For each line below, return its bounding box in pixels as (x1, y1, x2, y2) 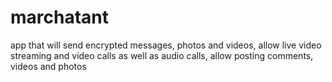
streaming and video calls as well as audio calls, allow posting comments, (10, 49, 314, 61)
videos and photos (10, 60, 87, 72)
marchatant (10, 6, 110, 29)
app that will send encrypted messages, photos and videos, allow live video (10, 39, 322, 51)
